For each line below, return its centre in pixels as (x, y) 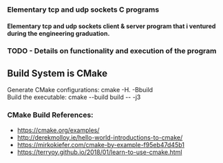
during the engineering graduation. (59, 33)
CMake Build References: (51, 115)
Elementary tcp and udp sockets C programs (83, 10)
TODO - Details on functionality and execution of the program (112, 51)
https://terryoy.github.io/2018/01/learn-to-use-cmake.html (99, 152)
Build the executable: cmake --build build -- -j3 (74, 97)
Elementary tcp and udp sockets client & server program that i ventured (111, 26)
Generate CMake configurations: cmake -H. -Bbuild (80, 90)
